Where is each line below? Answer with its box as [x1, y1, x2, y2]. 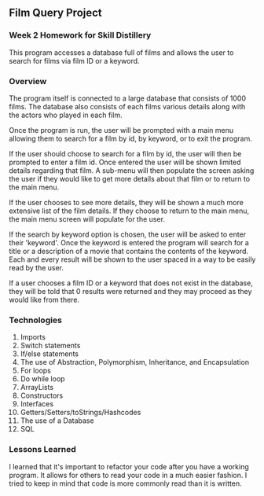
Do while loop [20, 374, 65, 384]
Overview [9, 75, 47, 86]
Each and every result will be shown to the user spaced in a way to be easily [9, 255, 256, 264]
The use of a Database [20, 416, 94, 425]
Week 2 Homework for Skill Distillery [9, 30, 152, 41]
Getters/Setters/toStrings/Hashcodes [20, 408, 141, 417]
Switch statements [20, 341, 81, 351]
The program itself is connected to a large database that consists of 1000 [9, 94, 247, 103]
